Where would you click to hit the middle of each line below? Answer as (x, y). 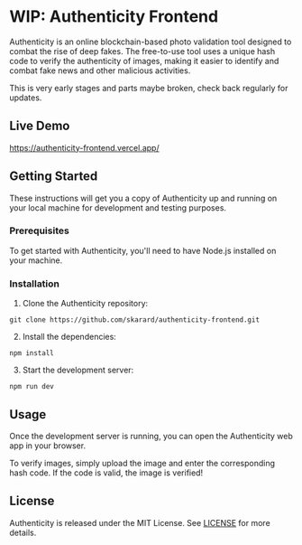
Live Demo (40, 126)
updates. (26, 98)
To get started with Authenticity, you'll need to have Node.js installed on (143, 250)
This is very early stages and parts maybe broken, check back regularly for (149, 88)
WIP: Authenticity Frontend (114, 17)
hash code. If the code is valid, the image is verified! (106, 473)
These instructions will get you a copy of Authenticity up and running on (143, 198)
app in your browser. (48, 446)
